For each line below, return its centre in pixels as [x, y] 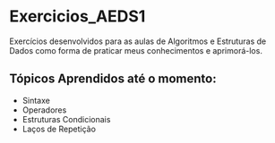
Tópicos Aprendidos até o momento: [113, 79]
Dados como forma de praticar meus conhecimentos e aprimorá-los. [136, 50]
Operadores [44, 110]
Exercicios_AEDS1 [77, 17]
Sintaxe [36, 100]
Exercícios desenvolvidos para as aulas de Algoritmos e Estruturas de [138, 41]
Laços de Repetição [59, 129]
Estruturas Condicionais [66, 119]
